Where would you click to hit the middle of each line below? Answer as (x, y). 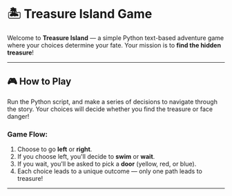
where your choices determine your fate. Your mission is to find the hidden (114, 45)
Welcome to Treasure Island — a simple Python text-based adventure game (116, 38)
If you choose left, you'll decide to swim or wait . (86, 157)
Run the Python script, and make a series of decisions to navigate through (112, 101)
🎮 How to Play (39, 82)
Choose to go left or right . (55, 149)
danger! (18, 116)
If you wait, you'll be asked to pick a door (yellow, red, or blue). (107, 164)
